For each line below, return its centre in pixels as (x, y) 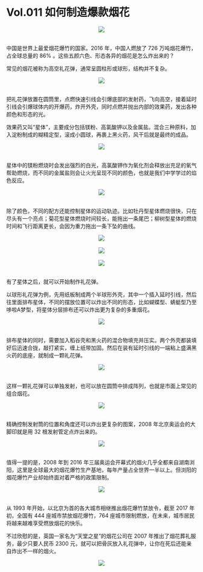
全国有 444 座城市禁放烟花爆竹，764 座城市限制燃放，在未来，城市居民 (106, 515)
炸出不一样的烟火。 (35, 551)
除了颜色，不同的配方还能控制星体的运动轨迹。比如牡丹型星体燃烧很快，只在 (101, 211)
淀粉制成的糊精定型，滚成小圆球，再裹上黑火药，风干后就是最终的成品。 (101, 134)
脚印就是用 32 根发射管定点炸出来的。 (53, 431)
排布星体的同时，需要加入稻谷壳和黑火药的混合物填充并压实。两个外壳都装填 (101, 340)
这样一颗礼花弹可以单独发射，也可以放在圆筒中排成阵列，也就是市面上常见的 (101, 386)
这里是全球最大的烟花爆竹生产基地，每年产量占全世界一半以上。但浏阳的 (107, 470)
